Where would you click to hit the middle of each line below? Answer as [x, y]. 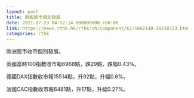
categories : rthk [28, 34]
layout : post [22, 12]
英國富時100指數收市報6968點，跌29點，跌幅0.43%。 [73, 64]
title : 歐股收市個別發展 [33, 17]
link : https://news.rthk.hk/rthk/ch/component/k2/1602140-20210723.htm [97, 28]
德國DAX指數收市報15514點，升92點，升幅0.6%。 [67, 77]
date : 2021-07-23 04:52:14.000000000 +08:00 [62, 23]
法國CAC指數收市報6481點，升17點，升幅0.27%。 [67, 89]
